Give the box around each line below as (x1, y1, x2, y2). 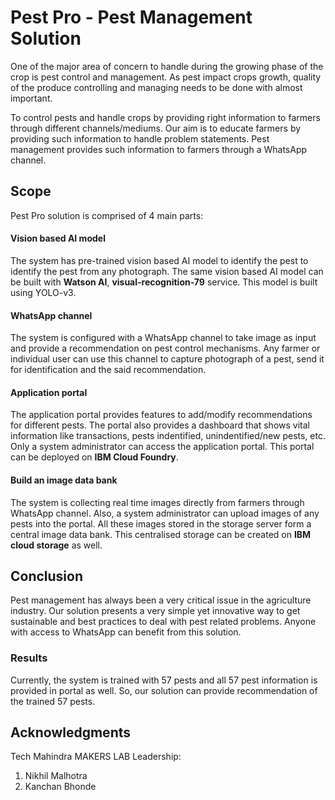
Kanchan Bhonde (24, 781, 97, 793)
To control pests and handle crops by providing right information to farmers (10, 111, 321, 123)
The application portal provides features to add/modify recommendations (10, 409, 313, 421)
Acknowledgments (10, 724, 132, 741)
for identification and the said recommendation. (10, 364, 207, 376)
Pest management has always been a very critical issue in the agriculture (10, 594, 312, 606)
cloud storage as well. (10, 539, 103, 551)
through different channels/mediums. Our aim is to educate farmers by (10, 122, 302, 134)
